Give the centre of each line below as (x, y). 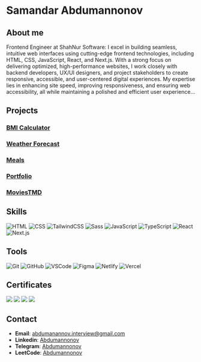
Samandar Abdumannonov (75, 11)
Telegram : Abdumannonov (48, 346)
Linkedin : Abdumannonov (47, 340)
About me (25, 33)
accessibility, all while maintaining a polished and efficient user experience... (101, 92)
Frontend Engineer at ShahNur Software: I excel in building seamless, (92, 47)
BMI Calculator (28, 128)
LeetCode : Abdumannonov (49, 353)
